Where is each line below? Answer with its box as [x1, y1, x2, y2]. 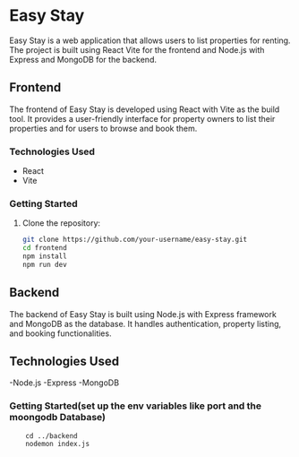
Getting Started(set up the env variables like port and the [9, 400, 262, 412]
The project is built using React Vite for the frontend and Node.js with [9, 44, 265, 55]
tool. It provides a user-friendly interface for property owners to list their [9, 113, 276, 124]
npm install [21, 252, 67, 261]
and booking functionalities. [9, 328, 112, 339]
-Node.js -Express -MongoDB [9, 377, 119, 388]
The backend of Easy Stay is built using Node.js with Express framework [9, 308, 278, 319]
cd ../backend [25, 431, 78, 440]
